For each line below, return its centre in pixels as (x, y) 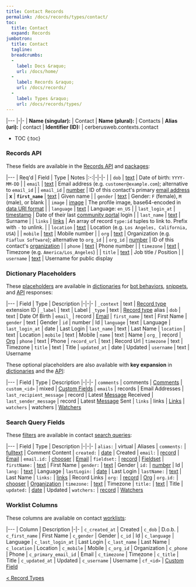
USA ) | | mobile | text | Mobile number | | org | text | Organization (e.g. (88, 233)
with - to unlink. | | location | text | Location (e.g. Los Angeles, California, (97, 227)
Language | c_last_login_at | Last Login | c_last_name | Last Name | (88, 541)
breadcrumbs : (27, 55)
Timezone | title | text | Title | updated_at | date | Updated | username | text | (98, 347)
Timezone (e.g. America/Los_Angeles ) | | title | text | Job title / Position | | (95, 252)
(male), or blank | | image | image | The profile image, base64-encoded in (94, 202)
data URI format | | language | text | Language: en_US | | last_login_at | (91, 208)
